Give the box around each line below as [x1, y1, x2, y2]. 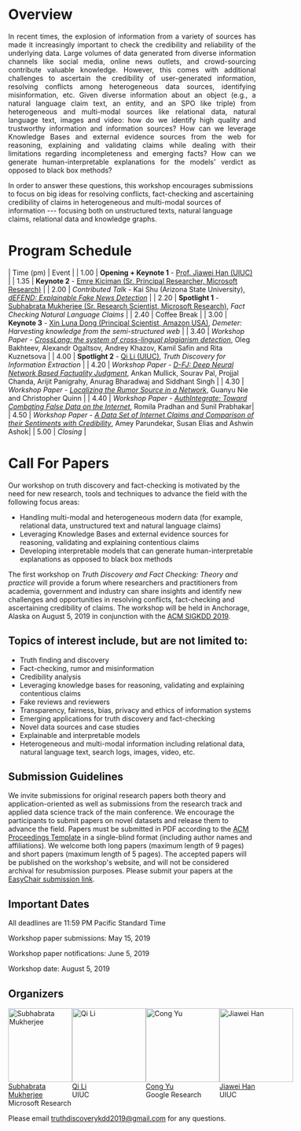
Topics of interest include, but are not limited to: [8, 634, 248, 647]
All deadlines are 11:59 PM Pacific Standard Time [8, 918, 167, 928]
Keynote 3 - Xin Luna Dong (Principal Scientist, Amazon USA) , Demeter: [8, 317, 242, 328]
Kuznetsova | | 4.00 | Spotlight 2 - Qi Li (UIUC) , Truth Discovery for [8, 351, 226, 361]
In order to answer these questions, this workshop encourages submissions [8, 180, 254, 190]
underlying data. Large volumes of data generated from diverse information [8, 48, 256, 57]
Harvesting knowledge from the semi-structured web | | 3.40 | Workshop [8, 326, 245, 336]
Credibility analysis [19, 672, 82, 681]
